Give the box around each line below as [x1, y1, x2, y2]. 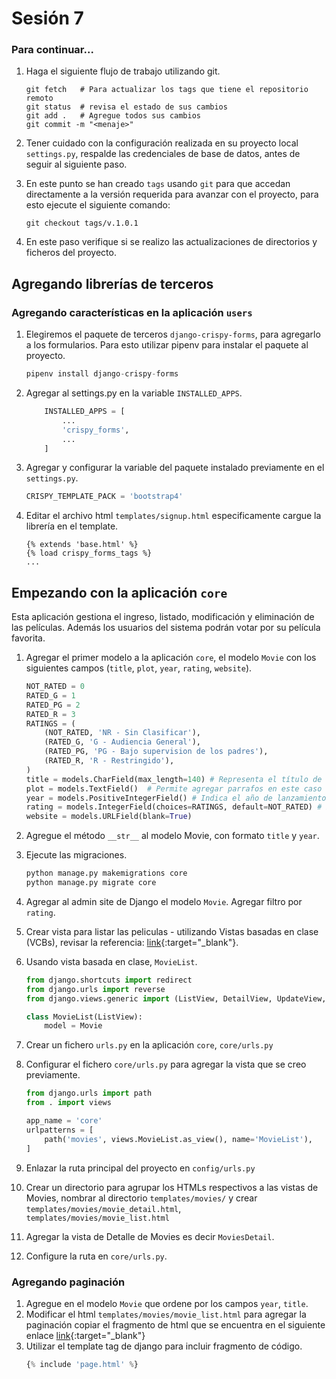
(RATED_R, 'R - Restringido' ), [44, 756, 175, 766]
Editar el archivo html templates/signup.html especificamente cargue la [25, 510, 322, 522]
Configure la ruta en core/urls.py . [25, 1250, 168, 1262]
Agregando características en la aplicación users [11, 305, 253, 319]
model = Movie [44, 1021, 103, 1031]
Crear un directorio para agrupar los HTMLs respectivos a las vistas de [25, 1181, 319, 1193]
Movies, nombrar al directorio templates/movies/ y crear [25, 1192, 258, 1204]
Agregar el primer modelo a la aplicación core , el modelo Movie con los [25, 652, 317, 664]
